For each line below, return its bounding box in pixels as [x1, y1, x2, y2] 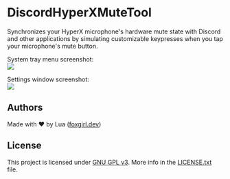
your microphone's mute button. [7, 42, 98, 50]
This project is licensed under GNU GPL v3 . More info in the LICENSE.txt [7, 158, 212, 166]
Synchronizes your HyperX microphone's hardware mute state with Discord [7, 27, 221, 36]
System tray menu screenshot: [7, 55, 94, 63]
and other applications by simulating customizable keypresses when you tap [7, 34, 223, 42]
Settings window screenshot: [7, 75, 89, 83]
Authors [7, 102, 43, 113]
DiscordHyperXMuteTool [7, 5, 152, 20]
